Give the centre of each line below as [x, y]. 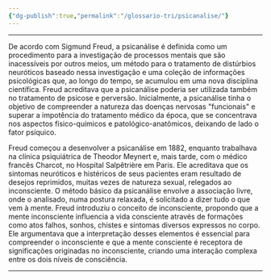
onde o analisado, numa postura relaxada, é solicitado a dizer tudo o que [129, 199]
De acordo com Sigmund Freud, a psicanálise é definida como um [118, 46]
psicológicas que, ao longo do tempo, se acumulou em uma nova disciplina [133, 81]
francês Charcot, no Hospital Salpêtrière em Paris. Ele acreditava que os [128, 165]
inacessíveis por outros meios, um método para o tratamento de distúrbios [132, 63]
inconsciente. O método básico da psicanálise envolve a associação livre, [131, 190]
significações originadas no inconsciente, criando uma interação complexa [133, 250]
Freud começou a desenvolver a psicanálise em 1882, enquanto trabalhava [133, 148]
